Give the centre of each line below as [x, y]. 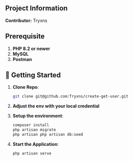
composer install [31, 125]
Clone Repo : [26, 87]
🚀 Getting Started [33, 75]
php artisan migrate [34, 130]
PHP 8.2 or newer [31, 48]
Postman [22, 59]
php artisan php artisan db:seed [48, 135]
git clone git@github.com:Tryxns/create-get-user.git [70, 96]
